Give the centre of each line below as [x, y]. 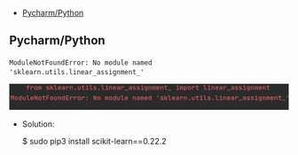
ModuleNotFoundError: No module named [81, 62]
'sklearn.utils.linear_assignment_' [77, 72]
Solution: [38, 124]
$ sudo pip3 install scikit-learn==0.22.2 [94, 141]
